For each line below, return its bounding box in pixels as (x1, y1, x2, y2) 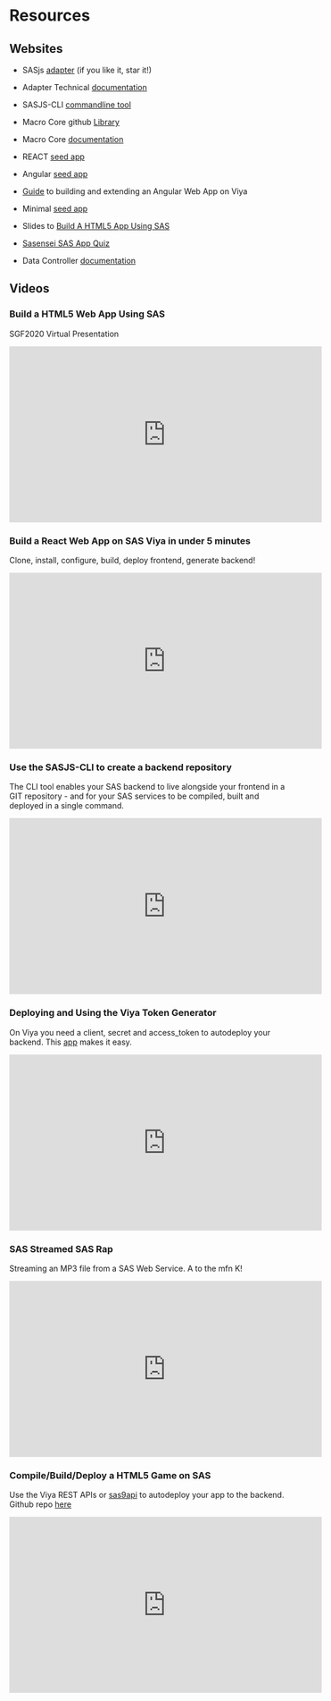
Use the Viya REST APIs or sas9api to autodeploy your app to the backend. (9, 1490, 285, 1501)
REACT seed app (21, 151, 85, 162)
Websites (9, 41, 63, 56)
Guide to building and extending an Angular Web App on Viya (21, 186, 248, 197)
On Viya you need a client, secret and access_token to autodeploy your (9, 1027, 271, 1037)
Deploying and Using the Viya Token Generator (9, 1007, 217, 1020)
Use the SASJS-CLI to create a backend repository (9, 761, 232, 774)
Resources (9, 5, 91, 26)
